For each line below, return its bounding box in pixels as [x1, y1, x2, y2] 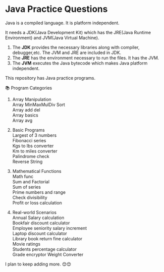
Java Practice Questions [5, 3, 108, 15]
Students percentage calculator [12, 246, 77, 252]
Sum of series [12, 184, 41, 190]
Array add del [12, 107, 41, 112]
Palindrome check [12, 153, 50, 159]
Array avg [12, 117, 33, 123]
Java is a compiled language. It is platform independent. [5, 20, 120, 26]
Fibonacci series [12, 137, 46, 143]
